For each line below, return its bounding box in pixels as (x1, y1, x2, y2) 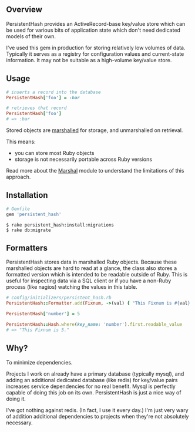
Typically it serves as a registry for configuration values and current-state (6, 50, 184, 58)
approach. (6, 173, 31, 180)
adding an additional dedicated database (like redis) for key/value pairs (6, 376, 178, 383)
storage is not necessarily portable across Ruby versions (14, 156, 153, 163)
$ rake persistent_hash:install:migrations (6, 222, 115, 228)
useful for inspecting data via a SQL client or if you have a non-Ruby (6, 277, 172, 284)
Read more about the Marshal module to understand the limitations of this (6, 167, 184, 174)
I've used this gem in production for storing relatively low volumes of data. (6, 44, 186, 51)
